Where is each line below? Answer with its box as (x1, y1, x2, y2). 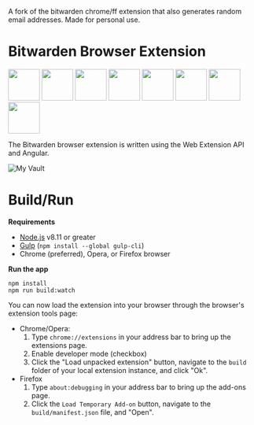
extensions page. (31, 340, 88, 349)
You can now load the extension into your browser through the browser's (8, 300, 245, 309)
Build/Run (8, 191, 74, 209)
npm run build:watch (8, 286, 76, 294)
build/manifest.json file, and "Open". (31, 407, 154, 416)
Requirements (8, 216, 56, 227)
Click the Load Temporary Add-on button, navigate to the (31, 399, 211, 408)
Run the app (8, 264, 49, 274)
